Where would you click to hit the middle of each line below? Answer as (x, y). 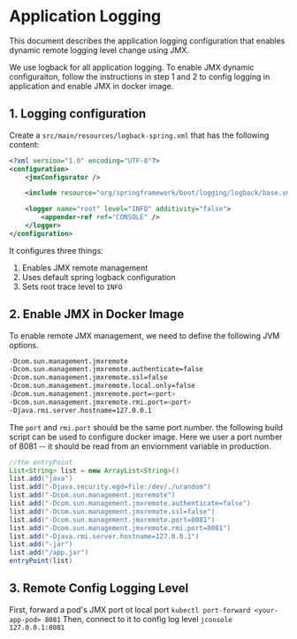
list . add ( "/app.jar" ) (49, 553)
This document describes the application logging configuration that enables (147, 41)
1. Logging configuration (78, 114)
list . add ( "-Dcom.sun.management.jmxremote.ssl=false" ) (112, 511)
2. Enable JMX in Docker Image (97, 314)
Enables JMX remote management (85, 268)
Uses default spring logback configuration (99, 277)
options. (24, 345)
